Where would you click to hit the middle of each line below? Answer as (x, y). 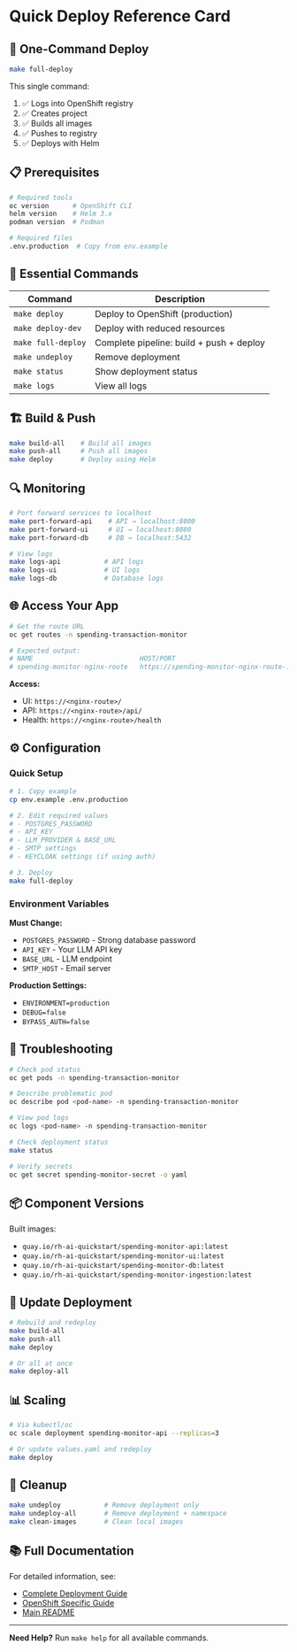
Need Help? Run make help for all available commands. (109, 1637)
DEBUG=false (44, 1012)
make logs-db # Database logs (87, 579)
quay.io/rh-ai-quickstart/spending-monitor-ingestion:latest (137, 1275)
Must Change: (36, 922)
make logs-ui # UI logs (75, 570)
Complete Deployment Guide (75, 1593)
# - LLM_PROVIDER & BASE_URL (63, 840)
